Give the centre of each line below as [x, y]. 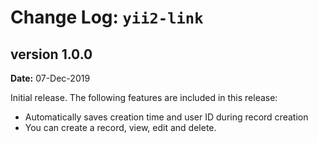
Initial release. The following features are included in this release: [144, 97]
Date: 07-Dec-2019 [50, 78]
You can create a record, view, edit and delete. [120, 127]
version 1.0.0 [51, 54]
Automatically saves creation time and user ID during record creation [166, 117]
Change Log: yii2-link [107, 17]
